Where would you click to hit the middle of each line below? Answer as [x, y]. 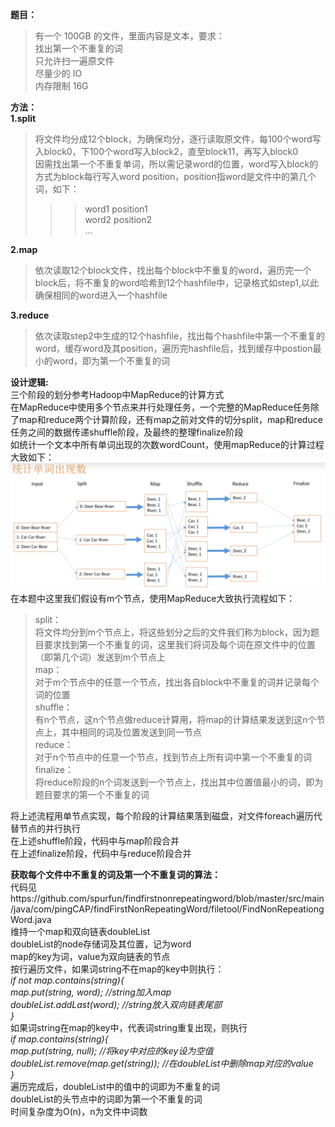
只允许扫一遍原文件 [74, 61]
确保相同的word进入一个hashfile [101, 295]
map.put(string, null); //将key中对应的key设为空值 [112, 1050]
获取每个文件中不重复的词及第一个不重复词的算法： [115, 874]
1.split [23, 118]
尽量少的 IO [58, 73]
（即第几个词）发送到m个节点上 [100, 657]
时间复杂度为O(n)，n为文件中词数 [79, 1111]
